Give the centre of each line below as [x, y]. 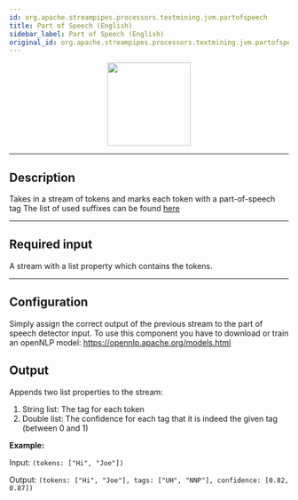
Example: [27, 445]
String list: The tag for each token [83, 409]
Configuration [49, 302]
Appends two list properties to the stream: [86, 392]
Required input [51, 245]
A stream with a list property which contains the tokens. [111, 266]
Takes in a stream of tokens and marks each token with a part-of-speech [142, 199]
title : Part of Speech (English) [71, 26]
